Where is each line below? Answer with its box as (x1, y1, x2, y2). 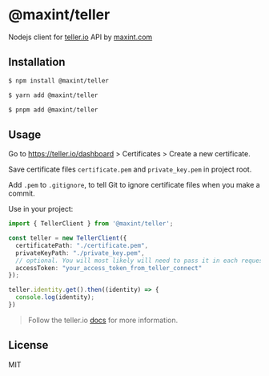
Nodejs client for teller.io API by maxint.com (8, 32, 153, 42)
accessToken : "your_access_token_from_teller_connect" (15, 264, 203, 272)
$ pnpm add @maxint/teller (8, 106, 98, 114)
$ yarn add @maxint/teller (8, 91, 98, 99)
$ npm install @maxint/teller (8, 76, 110, 85)
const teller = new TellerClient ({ (8, 234, 127, 242)
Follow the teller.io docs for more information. (27, 315, 179, 325)
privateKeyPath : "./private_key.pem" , (15, 249, 146, 257)
